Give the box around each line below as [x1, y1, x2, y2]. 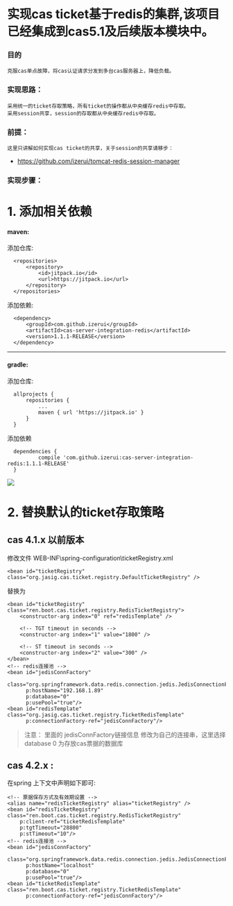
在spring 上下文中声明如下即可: [7, 779, 96, 787]
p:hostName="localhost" [25, 862, 95, 869]
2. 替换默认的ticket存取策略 [7, 504, 164, 520]
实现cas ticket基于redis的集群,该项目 [7, 6, 220, 22]
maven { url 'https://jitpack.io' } [37, 409, 144, 416]
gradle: [7, 360, 29, 369]
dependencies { [13, 448, 58, 455]
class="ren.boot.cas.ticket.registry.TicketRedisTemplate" [7, 887, 182, 894]
